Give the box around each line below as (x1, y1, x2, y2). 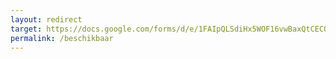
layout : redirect (10, 14, 83, 25)
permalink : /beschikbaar (10, 33, 114, 43)
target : (10, 24, 43, 34)
